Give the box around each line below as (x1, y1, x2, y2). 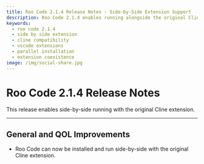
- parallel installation (12, 49, 75, 55)
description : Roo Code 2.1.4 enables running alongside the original (6, 15, 186, 21)
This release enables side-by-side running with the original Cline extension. (6, 106, 195, 113)
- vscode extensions (12, 43, 64, 49)
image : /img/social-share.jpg (6, 60, 83, 66)
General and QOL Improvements (6, 129, 131, 140)
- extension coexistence (12, 54, 75, 60)
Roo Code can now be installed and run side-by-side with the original (15, 145, 189, 152)
